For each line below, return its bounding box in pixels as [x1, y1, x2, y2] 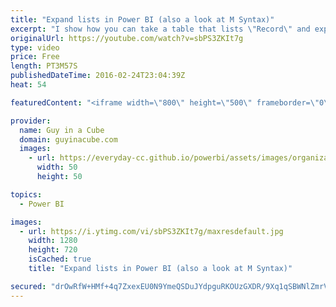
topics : [10, 189, 43, 200]
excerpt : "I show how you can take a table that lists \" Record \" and [10, 24, 311, 34]
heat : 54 [10, 80, 47, 90]
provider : [10, 116, 52, 126]
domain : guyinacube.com [19, 134, 118, 145]
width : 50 [36, 162, 78, 173]
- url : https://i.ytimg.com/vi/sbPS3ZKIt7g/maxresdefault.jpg [19, 226, 284, 236]
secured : [10, 281, 47, 291]
